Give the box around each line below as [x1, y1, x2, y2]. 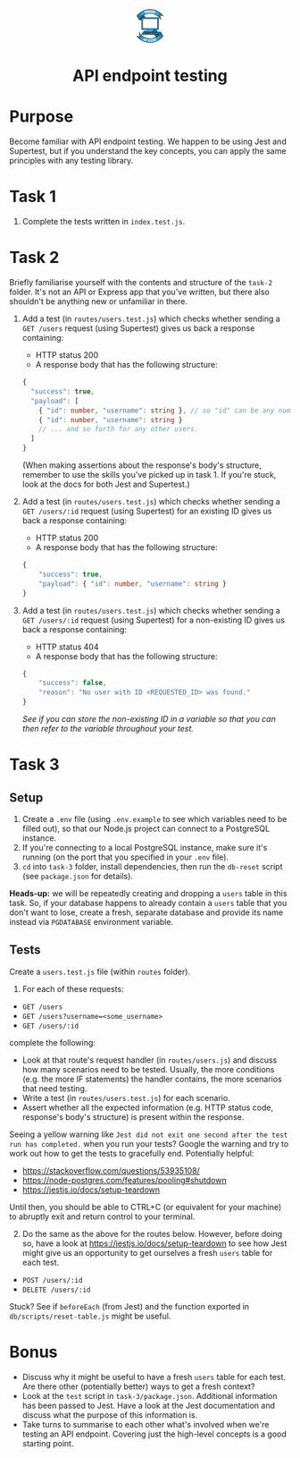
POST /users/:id [21, 1276, 83, 1284]
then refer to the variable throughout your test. [21, 724, 195, 733]
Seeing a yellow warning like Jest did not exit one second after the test [9, 1129, 288, 1140]
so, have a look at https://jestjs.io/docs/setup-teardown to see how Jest [21, 1238, 287, 1249]
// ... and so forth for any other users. [38, 425, 199, 434]
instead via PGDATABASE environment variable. [9, 917, 174, 927]
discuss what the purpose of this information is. [21, 1409, 198, 1420]
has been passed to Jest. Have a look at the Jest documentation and [21, 1400, 275, 1411]
